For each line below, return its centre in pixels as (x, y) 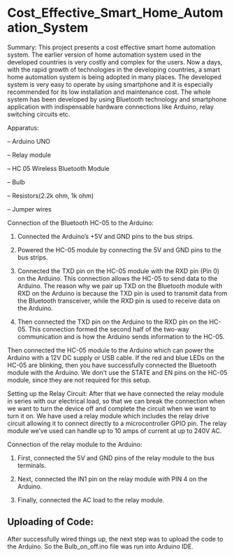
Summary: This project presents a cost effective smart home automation (111, 47)
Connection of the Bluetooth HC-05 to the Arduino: (80, 223)
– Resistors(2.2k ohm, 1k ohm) (51, 195)
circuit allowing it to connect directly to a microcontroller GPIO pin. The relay (117, 423)
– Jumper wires (29, 209)
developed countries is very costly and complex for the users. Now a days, (115, 62)
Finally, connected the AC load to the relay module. (91, 500)
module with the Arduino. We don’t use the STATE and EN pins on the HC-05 (117, 372)
